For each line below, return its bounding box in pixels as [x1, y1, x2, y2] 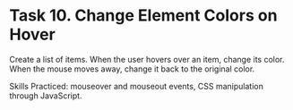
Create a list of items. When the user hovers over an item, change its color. [9, 54, 285, 64]
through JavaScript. [9, 90, 82, 101]
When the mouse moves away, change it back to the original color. [9, 63, 255, 74]
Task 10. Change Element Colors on [9, 5, 278, 26]
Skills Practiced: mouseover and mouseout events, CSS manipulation [9, 80, 264, 91]
